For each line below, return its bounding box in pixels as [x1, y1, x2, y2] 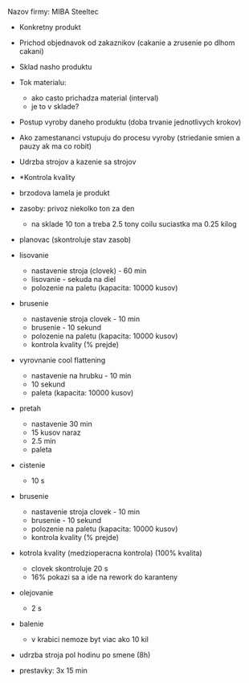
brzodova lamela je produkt [18, 188, 110, 198]
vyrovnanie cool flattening [18, 355, 106, 365]
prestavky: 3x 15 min [18, 666, 88, 675]
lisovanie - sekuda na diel [31, 275, 116, 284]
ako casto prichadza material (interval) [31, 93, 159, 103]
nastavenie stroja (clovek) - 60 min [31, 266, 147, 276]
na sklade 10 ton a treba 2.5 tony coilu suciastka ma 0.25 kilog [31, 219, 238, 228]
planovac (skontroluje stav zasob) [18, 235, 132, 244]
